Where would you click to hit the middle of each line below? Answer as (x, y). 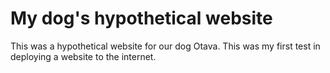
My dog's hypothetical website (141, 18)
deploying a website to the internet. (83, 56)
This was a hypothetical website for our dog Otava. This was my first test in (165, 46)
